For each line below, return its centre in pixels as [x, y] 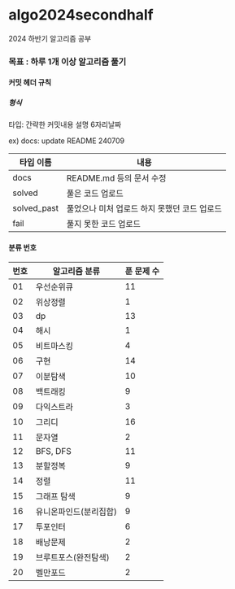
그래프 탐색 [55, 496]
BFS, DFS [53, 451]
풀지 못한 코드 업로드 [103, 224]
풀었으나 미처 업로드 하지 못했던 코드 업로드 [144, 209]
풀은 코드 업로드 [95, 194]
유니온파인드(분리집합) [76, 512]
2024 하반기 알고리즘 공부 [50, 38]
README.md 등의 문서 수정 [116, 178]
